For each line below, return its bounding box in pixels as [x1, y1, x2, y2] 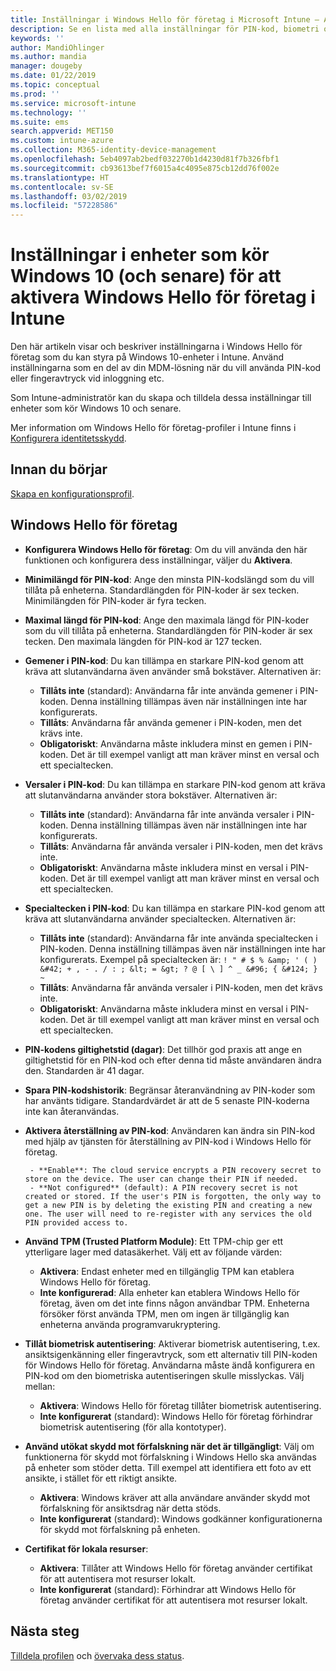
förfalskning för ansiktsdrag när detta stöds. [39, 1502, 222, 1514]
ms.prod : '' [10, 89, 60, 99]
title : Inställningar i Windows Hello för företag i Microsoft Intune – [10, 14, 320, 25]
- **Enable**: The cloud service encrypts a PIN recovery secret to [29, 1165, 322, 1175]
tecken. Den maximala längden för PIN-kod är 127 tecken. [24, 635, 263, 647]
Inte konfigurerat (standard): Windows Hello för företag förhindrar [39, 1410, 313, 1422]
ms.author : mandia [10, 52, 87, 62]
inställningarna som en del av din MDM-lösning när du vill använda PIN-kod [10, 362, 322, 374]
